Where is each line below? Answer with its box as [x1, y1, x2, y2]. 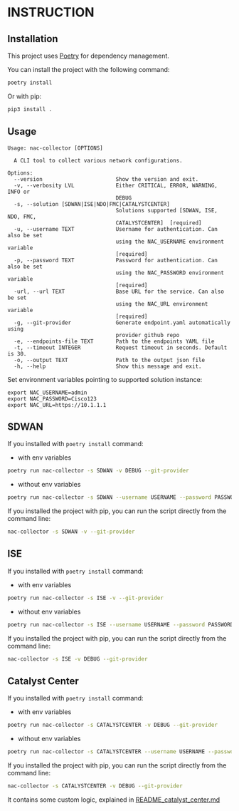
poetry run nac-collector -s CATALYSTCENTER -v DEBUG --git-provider [7, 721, 218, 729]
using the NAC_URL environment [115, 300, 208, 307]
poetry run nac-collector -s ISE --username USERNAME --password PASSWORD [7, 621, 234, 628]
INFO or [7, 188, 31, 195]
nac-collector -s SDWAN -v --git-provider [7, 528, 135, 535]
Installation [7, 33, 58, 45]
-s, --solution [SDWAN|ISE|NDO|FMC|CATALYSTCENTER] [14, 200, 171, 207]
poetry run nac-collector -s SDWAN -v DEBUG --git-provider [7, 468, 190, 475]
